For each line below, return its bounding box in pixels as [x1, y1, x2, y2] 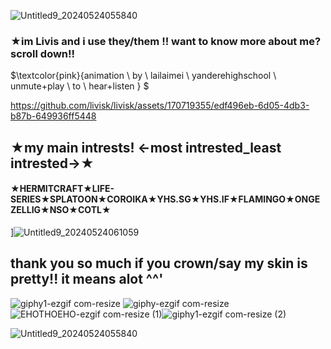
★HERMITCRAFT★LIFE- [10, 183, 115, 195]
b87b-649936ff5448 [10, 110, 97, 122]
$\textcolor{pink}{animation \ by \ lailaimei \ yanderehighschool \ [10, 70, 277, 82]
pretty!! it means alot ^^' [10, 271, 164, 288]
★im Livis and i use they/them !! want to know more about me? [10, 34, 322, 48]
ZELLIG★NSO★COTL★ [10, 204, 112, 216]
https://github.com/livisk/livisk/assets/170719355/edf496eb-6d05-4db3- [10, 100, 310, 112]
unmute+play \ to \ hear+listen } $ [10, 80, 150, 92]
